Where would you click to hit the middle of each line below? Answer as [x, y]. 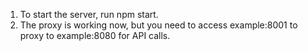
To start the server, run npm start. [89, 14]
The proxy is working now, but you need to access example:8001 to [158, 25]
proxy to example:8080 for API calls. [95, 35]
